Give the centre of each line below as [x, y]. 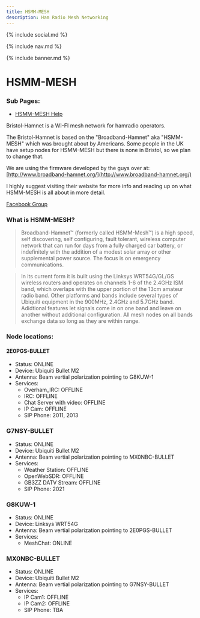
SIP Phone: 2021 [44, 489]
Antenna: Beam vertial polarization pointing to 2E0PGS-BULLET [93, 530]
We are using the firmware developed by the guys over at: [78, 168]
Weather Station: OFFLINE [56, 470]
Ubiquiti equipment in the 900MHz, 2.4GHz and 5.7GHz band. [97, 302]
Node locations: [30, 337]
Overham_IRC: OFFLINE [53, 390]
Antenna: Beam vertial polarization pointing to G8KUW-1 [84, 377]
